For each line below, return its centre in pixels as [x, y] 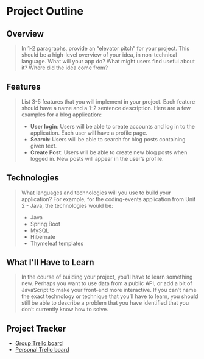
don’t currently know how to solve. [65, 310]
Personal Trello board [42, 350]
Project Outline [45, 11]
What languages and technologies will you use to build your [96, 193]
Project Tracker [36, 328]
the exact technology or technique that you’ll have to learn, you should [110, 296]
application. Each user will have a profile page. [89, 133]
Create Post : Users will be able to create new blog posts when [109, 152]
